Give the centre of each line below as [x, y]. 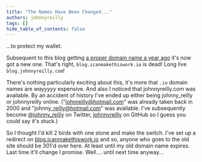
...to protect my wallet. [34, 46]
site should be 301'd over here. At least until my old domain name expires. [98, 146]
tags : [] [17, 23]
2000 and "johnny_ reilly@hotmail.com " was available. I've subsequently [96, 108]
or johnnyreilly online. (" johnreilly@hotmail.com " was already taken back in [99, 102]
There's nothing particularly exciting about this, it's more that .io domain [97, 83]
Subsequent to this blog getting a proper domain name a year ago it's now [99, 58]
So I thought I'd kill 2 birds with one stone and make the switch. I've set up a [101, 133]
